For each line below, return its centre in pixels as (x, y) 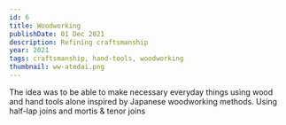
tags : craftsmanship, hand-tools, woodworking (97, 59)
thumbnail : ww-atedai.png (57, 67)
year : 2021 (29, 51)
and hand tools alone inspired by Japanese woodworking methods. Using (143, 101)
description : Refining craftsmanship (79, 42)
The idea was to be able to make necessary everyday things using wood (141, 92)
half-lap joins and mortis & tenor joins (77, 111)
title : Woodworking (45, 26)
